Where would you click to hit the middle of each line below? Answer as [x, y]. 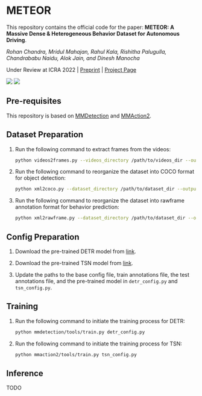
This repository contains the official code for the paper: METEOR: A [90, 27]
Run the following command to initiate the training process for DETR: [100, 321]
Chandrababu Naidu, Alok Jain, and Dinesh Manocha [73, 58]
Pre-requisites [34, 101]
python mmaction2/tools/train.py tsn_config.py [76, 354]
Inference [25, 373]
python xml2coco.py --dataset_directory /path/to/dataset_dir [95, 189]
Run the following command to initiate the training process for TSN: [99, 344]
